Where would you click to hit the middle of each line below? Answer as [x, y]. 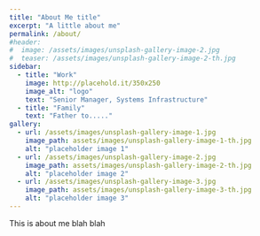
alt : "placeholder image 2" [77, 173]
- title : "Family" [51, 108]
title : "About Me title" [55, 17]
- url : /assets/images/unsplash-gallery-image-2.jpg [117, 157]
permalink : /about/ [45, 34]
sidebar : [25, 67]
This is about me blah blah [57, 223]
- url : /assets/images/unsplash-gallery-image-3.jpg [117, 182]
